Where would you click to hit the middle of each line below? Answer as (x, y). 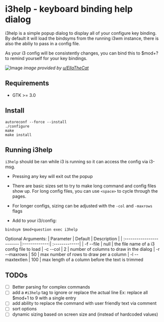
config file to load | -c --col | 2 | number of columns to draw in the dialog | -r (82, 249)
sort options (24, 309)
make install (18, 135)
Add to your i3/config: (34, 221)
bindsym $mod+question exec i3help (41, 230)
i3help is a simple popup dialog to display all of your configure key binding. (81, 33)
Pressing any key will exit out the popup (53, 176)
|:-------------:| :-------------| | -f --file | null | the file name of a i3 (87, 244)
